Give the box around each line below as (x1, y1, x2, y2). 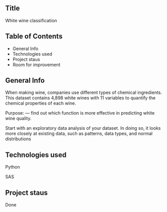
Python (5, 164, 20, 170)
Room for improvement (12, 62, 61, 68)
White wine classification (5, 17, 57, 23)
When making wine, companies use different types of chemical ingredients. (5, 89, 162, 95)
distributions (5, 136, 31, 142)
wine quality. (5, 116, 32, 122)
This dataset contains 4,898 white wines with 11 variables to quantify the (5, 95, 156, 101)
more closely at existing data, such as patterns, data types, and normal (5, 131, 153, 137)
